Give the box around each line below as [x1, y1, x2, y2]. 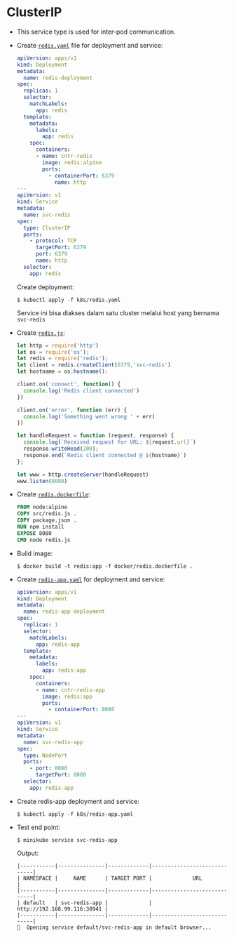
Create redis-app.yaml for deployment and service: [16, 575, 165, 583]
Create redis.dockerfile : [16, 490, 90, 498]
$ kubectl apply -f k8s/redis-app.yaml [16, 810, 134, 818]
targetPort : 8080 [35, 772, 87, 779]
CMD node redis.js [16, 536, 71, 543]
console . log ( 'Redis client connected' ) [23, 387, 140, 394]
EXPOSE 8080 [16, 529, 52, 537]
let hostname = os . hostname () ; [16, 368, 109, 376]
